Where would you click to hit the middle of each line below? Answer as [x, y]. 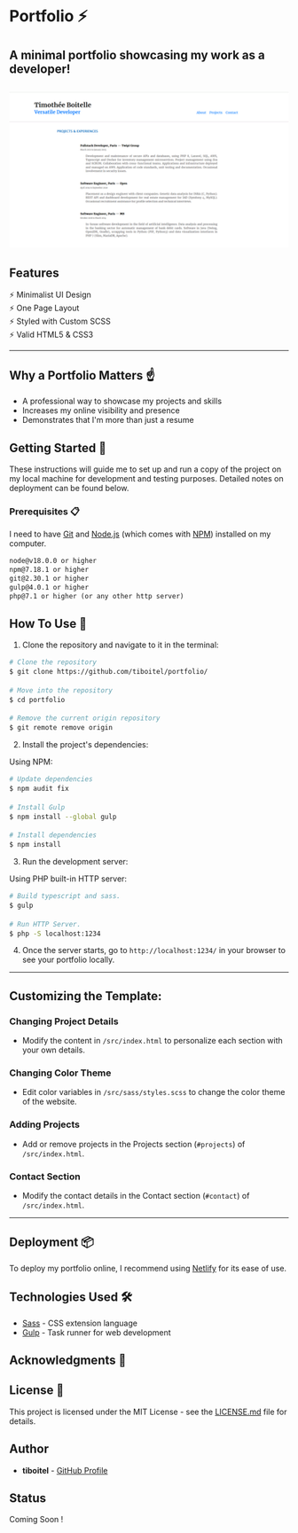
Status [28, 1498]
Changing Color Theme [60, 1073]
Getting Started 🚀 [58, 448]
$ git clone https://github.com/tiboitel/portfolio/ [109, 671]
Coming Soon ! [36, 1520]
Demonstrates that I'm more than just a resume [108, 420]
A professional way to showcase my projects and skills [122, 401]
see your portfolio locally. [68, 960]
